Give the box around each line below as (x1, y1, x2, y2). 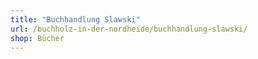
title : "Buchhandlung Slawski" (10, 14, 141, 25)
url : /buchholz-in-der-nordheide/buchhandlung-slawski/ (10, 24, 248, 34)
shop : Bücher (10, 33, 65, 43)
